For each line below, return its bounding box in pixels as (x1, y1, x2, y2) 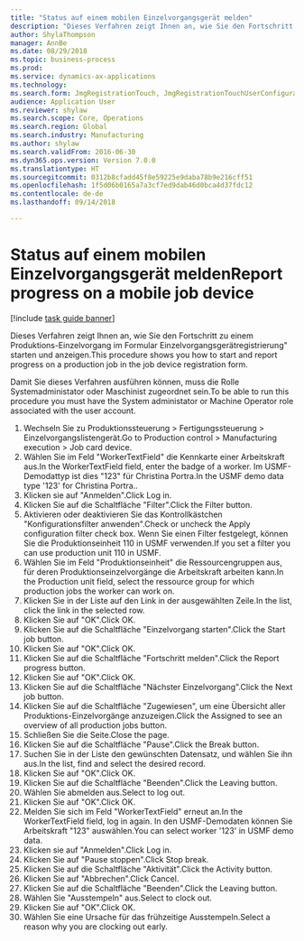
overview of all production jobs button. (23, 719, 168, 731)
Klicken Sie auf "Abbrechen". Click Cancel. (23, 872, 180, 884)
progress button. (23, 662, 86, 673)
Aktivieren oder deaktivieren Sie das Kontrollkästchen (23, 509, 224, 520)
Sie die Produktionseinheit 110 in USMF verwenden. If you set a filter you (23, 538, 291, 549)
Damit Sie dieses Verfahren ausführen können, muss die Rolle (10, 376, 240, 387)
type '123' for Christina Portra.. (23, 480, 139, 491)
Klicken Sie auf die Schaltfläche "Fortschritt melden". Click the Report (23, 652, 280, 663)
